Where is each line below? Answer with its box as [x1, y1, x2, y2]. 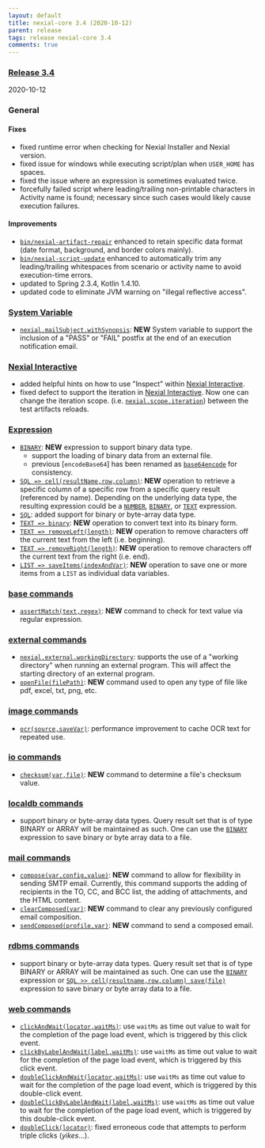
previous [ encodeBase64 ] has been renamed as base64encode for [31, 459, 237, 468]
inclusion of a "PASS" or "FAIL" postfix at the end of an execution [19, 333, 232, 343]
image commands [8, 706, 79, 717]
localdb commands [8, 798, 84, 809]
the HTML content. [19, 896, 81, 905]
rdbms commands [8, 941, 80, 952]
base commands [8, 588, 74, 599]
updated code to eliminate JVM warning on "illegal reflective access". [19, 286, 247, 297]
